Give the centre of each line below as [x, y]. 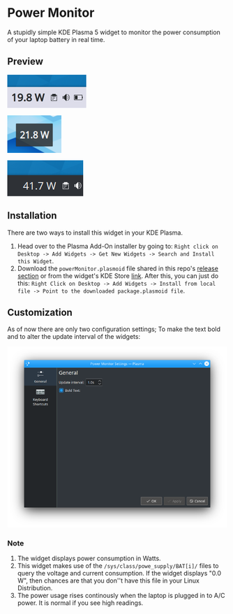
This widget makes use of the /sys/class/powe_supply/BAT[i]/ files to [118, 566]
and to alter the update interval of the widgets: [74, 337]
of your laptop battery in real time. [56, 39]
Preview [25, 62]
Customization [40, 312]
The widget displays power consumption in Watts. [89, 558]
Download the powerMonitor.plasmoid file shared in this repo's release [118, 268]
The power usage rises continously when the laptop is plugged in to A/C [121, 596]
